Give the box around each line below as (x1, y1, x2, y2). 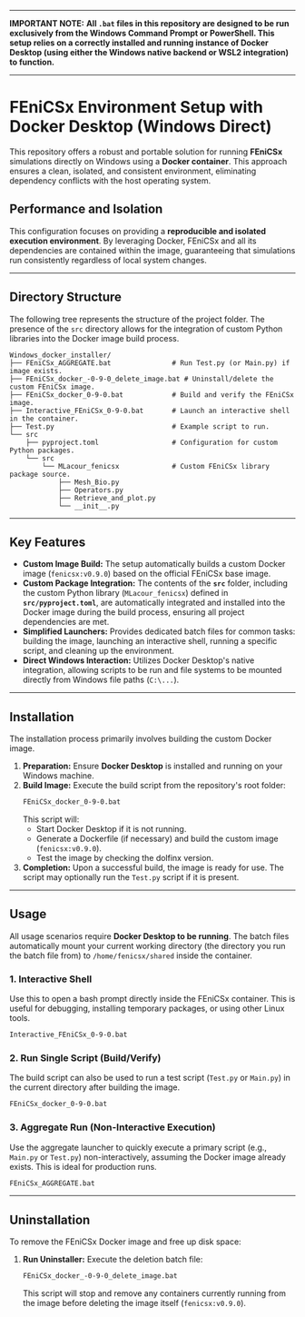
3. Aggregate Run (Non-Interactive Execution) (9, 1121, 216, 1134)
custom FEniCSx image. (9, 382, 95, 391)
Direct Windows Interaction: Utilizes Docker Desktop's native (22, 655, 255, 666)
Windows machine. (22, 770, 95, 781)
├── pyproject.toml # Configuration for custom (25, 438, 279, 447)
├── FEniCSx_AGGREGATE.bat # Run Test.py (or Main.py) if (9, 358, 290, 368)
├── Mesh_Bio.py (57, 478, 120, 487)
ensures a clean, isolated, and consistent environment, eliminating (9, 165, 257, 176)
